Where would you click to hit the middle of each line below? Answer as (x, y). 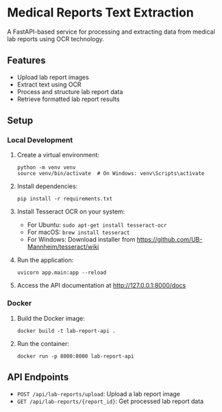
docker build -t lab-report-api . (66, 331)
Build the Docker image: (51, 318)
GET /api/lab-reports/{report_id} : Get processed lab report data (110, 401)
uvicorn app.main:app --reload (62, 273)
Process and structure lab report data (70, 91)
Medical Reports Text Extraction (100, 13)
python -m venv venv (46, 168)
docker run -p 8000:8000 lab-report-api (75, 356)
